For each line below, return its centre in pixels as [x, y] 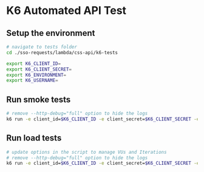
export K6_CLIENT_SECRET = [39, 69]
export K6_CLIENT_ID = [34, 64]
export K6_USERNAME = [32, 81]
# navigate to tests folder [42, 47]
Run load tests [34, 138]
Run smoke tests [39, 99]
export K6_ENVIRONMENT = [36, 75]
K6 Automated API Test [66, 11]
